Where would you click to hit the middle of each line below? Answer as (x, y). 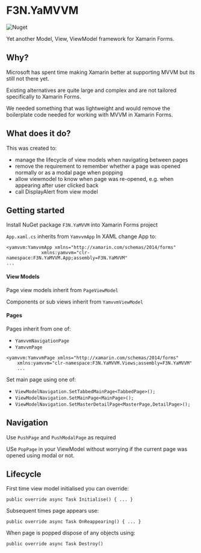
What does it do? (39, 134)
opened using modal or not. (41, 455)
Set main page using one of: (41, 379)
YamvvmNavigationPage (42, 341)
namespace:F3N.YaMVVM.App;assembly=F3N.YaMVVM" (67, 258)
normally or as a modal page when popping (69, 173)
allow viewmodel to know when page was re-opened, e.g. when (94, 179)
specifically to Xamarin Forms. (44, 96)
